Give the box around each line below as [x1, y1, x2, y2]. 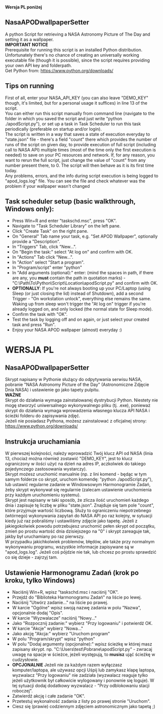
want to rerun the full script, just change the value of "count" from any [5, 157, 146, 163]
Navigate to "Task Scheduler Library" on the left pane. [12, 223, 121, 229]
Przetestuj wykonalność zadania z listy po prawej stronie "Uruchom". [12, 698, 151, 704]
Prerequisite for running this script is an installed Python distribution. [5, 46, 143, 53]
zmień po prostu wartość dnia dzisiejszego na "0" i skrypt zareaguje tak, [5, 528, 151, 535]
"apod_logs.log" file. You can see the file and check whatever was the [5, 178, 145, 184]
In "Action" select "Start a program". [12, 259, 85, 266]
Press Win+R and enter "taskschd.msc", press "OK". [12, 218, 117, 224]
